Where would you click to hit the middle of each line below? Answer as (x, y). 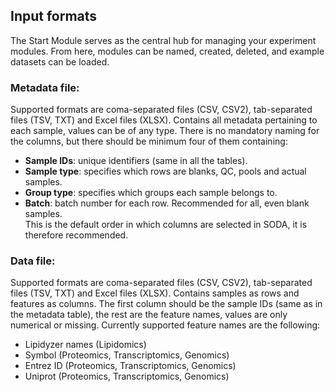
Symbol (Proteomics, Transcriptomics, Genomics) (127, 355)
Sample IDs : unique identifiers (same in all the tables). (136, 161)
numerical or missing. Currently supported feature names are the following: (165, 325)
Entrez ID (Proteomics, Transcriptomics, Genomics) (130, 366)
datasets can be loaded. (60, 61)
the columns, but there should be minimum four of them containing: (149, 141)
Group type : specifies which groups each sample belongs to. (151, 193)
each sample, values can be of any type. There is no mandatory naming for (165, 131)
